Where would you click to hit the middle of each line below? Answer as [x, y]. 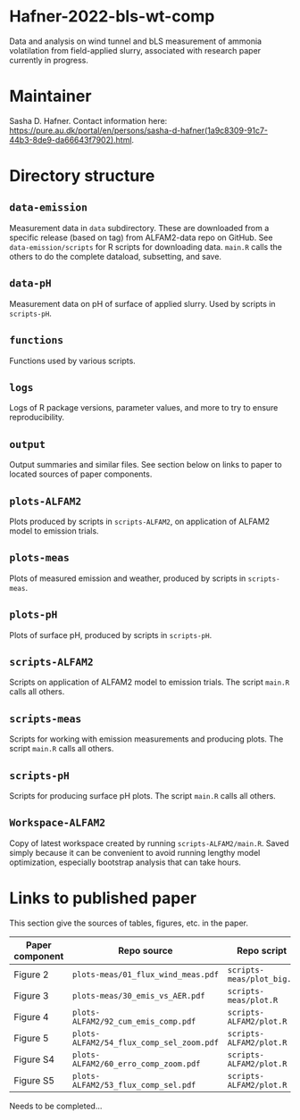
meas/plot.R [253, 1000]
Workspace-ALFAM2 [57, 823]
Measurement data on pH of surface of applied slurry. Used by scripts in [142, 303]
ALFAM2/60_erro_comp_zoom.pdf [137, 1063]
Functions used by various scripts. [72, 361]
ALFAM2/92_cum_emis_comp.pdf [134, 1021]
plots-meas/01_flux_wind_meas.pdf [146, 974]
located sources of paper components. [81, 474]
